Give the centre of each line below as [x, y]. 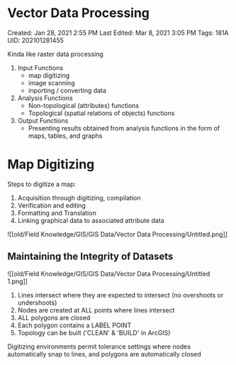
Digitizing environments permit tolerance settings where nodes [99, 347]
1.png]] [18, 281]
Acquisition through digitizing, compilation [79, 197]
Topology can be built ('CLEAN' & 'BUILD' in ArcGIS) [94, 332]
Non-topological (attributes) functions [84, 105]
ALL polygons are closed [54, 317]
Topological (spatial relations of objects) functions [101, 113]
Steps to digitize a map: [42, 184]
